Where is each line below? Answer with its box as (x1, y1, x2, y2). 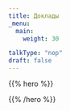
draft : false (8, 57, 52, 65)
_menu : (8, 19, 31, 28)
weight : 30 (23, 34, 60, 43)
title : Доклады (8, 11, 60, 20)
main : (15, 27, 35, 35)
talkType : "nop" (8, 49, 63, 58)
